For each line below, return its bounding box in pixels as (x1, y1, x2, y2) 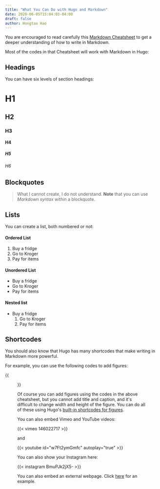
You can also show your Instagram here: (17, 454, 99, 460)
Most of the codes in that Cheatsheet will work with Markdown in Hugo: (5, 49, 149, 55)
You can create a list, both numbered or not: (5, 223, 94, 229)
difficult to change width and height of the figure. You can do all (17, 402, 145, 408)
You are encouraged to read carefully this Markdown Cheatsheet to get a (5, 34, 152, 40)
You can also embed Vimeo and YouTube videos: (17, 417, 116, 422)
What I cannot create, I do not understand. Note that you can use (17, 191, 148, 197)
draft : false (5, 16, 32, 21)
